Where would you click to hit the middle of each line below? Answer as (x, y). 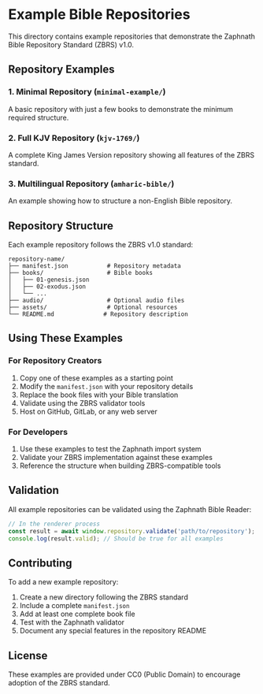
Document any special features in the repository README (113, 631)
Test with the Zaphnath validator (72, 622)
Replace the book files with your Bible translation (99, 395)
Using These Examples (66, 338)
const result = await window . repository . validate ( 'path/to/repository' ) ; (132, 531)
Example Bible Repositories (99, 15)
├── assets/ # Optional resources (93, 308)
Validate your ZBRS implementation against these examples (116, 458)
